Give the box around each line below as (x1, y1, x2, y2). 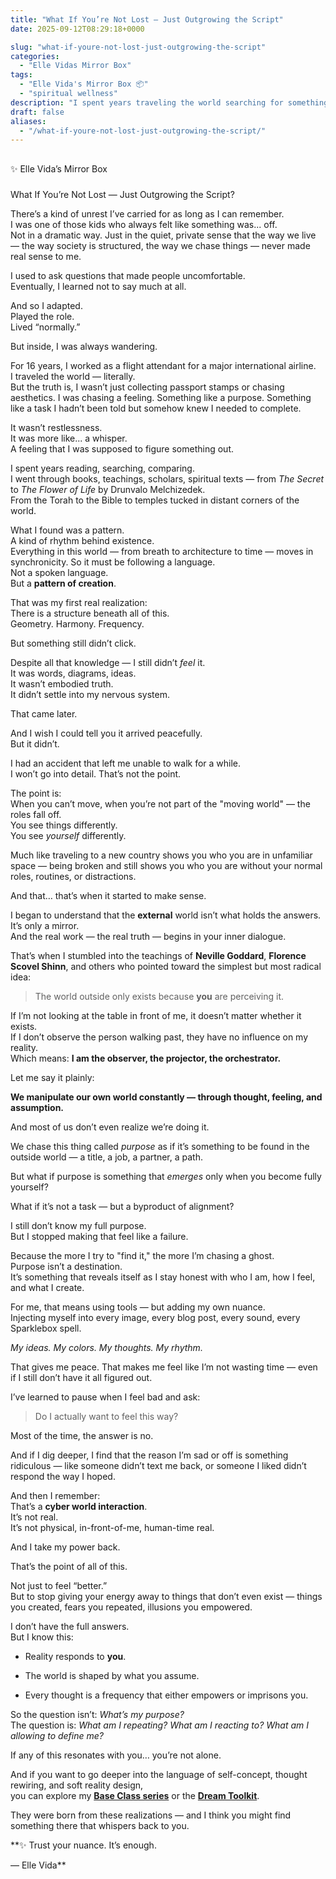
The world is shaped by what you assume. (24, 1669, 200, 1681)
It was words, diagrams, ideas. (10, 667, 137, 679)
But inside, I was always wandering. (10, 340, 158, 352)
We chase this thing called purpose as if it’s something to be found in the (10, 1140, 310, 1152)
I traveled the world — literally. (10, 370, 136, 382)
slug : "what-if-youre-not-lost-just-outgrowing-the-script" (10, 42, 267, 52)
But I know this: (10, 1631, 74, 1643)
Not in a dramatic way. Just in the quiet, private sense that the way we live (10, 229, 317, 241)
